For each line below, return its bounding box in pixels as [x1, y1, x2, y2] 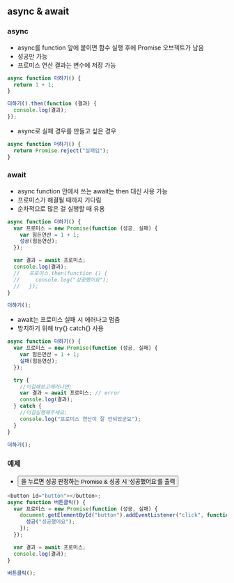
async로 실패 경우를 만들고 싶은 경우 [17, 126, 117, 135]
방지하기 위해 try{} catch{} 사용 [17, 324, 104, 332]
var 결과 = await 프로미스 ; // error [19, 390, 120, 397]
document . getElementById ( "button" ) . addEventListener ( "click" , [19, 512, 204, 519]
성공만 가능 [17, 52, 48, 60]
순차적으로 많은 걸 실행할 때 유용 [17, 204, 105, 212]
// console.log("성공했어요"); [13, 276, 109, 283]
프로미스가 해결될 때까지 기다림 [17, 195, 102, 204]
